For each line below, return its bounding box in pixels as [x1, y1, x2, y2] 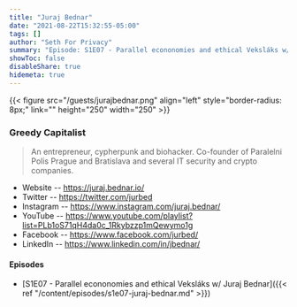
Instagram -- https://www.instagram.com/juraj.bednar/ [21, 201, 221, 212]
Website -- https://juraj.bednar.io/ [21, 182, 145, 193]
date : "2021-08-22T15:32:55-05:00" [9, 21, 141, 30]
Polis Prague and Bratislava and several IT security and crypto [30, 156, 258, 166]
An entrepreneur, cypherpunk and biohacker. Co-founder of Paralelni [30, 147, 283, 157]
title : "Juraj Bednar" [9, 12, 93, 22]
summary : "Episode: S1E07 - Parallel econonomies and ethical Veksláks [9, 46, 278, 55]
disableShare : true [9, 63, 81, 72]
